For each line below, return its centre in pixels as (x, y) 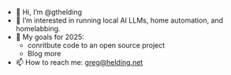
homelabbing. (38, 29)
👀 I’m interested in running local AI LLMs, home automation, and (119, 20)
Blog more (44, 54)
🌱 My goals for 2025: (50, 37)
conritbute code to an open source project (96, 45)
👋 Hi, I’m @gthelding (49, 12)
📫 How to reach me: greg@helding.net (79, 62)
